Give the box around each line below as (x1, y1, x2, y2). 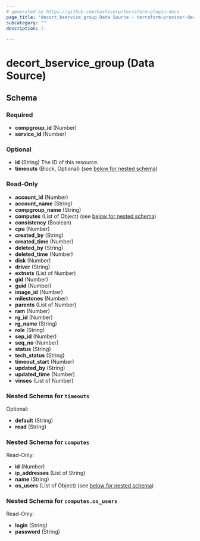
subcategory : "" (6, 20, 46, 26)
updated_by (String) (14, 364, 65, 371)
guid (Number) (14, 282, 52, 289)
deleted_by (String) (14, 244, 64, 251)
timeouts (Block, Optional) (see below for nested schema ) (14, 165, 158, 173)
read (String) (14, 423, 46, 430)
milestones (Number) (14, 295, 68, 302)
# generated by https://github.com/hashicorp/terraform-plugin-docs (6, 8, 180, 15)
